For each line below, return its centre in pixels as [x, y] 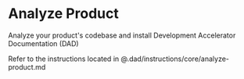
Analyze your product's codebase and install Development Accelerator [122, 35]
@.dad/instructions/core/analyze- [175, 59]
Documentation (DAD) [44, 43]
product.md [27, 66]
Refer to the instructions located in [64, 59]
